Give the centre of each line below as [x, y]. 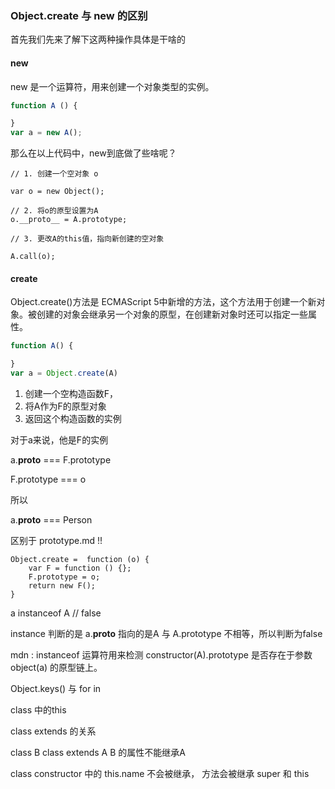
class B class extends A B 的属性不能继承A [98, 752]
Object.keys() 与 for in [56, 688]
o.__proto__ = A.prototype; [69, 220]
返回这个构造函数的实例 [73, 418]
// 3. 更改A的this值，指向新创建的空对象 [87, 239]
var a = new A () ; [46, 133]
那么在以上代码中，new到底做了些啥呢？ [93, 153]
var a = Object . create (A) [64, 373]
